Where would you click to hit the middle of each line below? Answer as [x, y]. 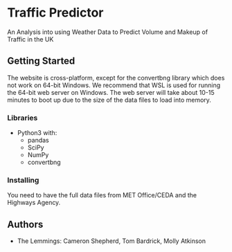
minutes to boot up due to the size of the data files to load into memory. [109, 100]
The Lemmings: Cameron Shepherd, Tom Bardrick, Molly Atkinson [111, 241]
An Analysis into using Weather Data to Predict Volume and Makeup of [108, 32]
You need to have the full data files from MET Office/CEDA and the [102, 195]
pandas [38, 141]
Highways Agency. [34, 203]
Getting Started [41, 61]
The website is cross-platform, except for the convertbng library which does [116, 78]
